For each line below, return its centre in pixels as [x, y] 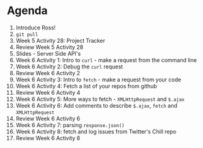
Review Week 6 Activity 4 [48, 92]
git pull [27, 34]
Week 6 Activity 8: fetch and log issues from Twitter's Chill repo [96, 131]
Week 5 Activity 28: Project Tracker [61, 40]
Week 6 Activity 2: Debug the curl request [69, 66]
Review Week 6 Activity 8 [48, 138]
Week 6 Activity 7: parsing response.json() [70, 125]
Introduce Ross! [35, 28]
